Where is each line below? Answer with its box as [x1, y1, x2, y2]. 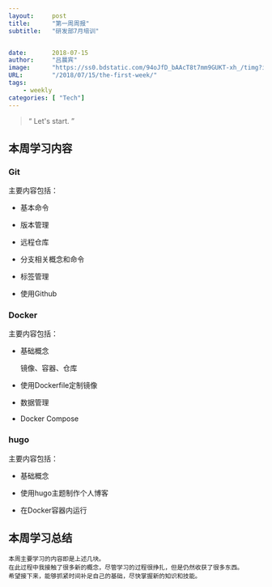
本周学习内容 [8, 141, 73, 155]
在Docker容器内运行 [19, 505, 87, 515]
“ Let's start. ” [28, 116, 75, 125]
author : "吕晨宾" [8, 56, 78, 65]
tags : [8, 79, 27, 87]
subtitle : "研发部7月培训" [8, 27, 100, 35]
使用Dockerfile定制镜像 [19, 381, 98, 390]
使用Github [19, 289, 57, 299]
